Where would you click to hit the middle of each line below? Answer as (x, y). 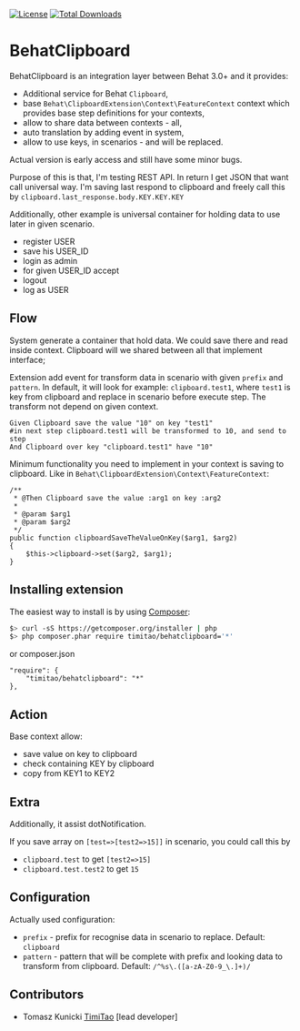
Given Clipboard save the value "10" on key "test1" (111, 423)
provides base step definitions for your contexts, (113, 113)
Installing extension (67, 590)
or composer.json (42, 654)
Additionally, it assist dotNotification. (78, 824)
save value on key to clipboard (80, 754)
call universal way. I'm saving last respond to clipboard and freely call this (147, 187)
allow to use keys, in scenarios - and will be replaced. (123, 142)
